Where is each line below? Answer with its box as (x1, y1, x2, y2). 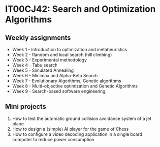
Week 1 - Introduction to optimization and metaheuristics (12, 47, 127, 52)
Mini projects (5, 102, 47, 111)
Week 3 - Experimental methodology (12, 57, 87, 62)
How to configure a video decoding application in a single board (12, 131, 143, 137)
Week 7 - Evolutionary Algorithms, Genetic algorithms (12, 78, 122, 84)
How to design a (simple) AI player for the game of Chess (12, 126, 129, 132)
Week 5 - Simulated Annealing (12, 67, 74, 73)
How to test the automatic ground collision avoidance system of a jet (12, 116, 152, 121)
